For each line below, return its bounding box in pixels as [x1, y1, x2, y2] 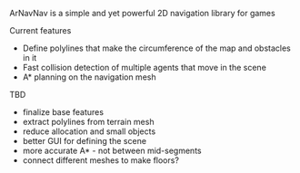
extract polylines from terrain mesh [22, 117, 155, 127]
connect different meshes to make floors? [22, 155, 180, 166]
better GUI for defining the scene [22, 136, 147, 146]
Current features [9, 25, 72, 35]
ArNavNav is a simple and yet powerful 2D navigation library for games [9, 8, 275, 18]
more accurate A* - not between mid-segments [22, 145, 202, 156]
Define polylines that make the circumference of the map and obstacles [22, 43, 291, 53]
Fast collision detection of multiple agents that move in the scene [22, 62, 266, 72]
